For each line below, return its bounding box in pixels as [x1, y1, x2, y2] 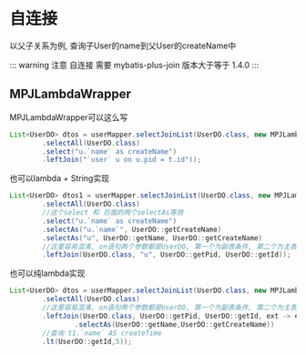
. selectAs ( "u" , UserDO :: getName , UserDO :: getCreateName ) [42, 233, 263, 242]
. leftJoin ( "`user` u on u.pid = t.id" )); [42, 156, 202, 165]
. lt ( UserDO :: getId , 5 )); [42, 337, 132, 346]
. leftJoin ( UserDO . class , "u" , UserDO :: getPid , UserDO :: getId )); [42, 250, 291, 259]
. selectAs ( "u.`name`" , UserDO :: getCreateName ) [42, 225, 222, 234]
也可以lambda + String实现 [9, 173, 109, 184]
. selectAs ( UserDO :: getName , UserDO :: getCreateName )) [74, 319, 275, 329]
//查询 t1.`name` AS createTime [42, 329, 162, 338]
